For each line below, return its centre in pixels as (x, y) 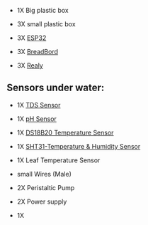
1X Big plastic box (42, 10)
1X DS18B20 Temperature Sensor (65, 132)
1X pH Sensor (37, 119)
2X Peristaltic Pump (46, 187)
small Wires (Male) (44, 174)
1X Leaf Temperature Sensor (58, 160)
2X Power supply (42, 202)
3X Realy (30, 66)
